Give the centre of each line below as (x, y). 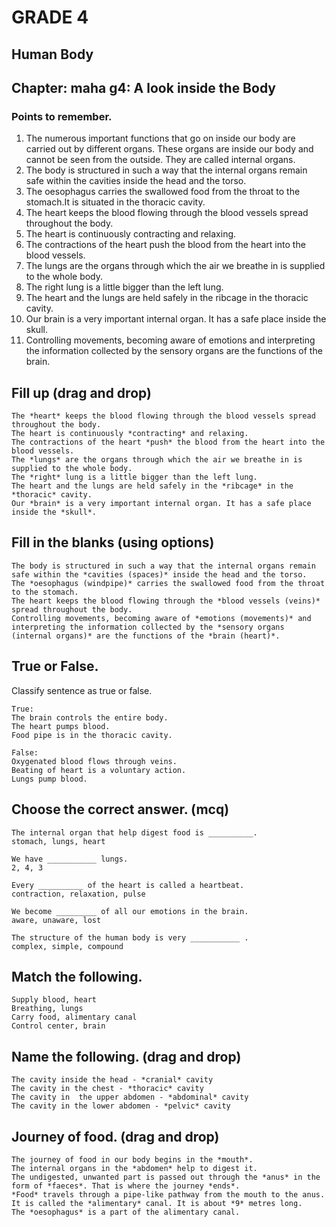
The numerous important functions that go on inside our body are (160, 138)
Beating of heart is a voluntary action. (99, 770)
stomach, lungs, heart (58, 841)
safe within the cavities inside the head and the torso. (136, 181)
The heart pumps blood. (61, 726)
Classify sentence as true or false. (82, 690)
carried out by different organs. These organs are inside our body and (169, 149)
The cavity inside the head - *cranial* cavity (112, 1080)
